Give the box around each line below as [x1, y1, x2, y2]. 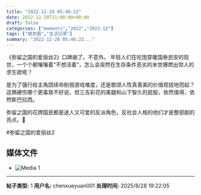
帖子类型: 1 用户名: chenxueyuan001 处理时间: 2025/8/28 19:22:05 [6, 182, 170, 189]
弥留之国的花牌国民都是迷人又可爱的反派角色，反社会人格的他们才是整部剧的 [6, 109, 195, 116]
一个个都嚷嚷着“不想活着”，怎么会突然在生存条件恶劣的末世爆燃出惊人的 [16, 61, 194, 68]
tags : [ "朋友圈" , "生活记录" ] [6, 31, 73, 37]
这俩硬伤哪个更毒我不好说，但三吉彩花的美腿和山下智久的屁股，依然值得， [6, 89, 190, 95]
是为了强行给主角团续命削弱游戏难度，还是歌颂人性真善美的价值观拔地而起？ [6, 81, 195, 88]
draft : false [6, 20, 39, 26]
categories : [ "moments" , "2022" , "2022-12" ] [6, 25, 114, 32]
